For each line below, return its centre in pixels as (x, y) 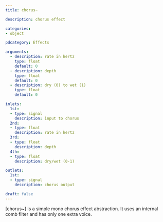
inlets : (14, 104)
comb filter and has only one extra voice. (49, 214)
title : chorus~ (22, 10)
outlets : (15, 170)
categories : (18, 29)
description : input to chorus (47, 118)
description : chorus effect (35, 19)
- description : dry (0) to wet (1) (48, 85)
